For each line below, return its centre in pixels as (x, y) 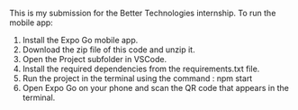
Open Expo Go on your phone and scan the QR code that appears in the (156, 88)
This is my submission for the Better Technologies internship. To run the (143, 13)
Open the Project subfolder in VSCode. (95, 59)
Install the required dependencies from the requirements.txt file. (141, 69)
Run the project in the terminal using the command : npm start (137, 78)
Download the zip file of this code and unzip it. (108, 50)
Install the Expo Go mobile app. (80, 40)
